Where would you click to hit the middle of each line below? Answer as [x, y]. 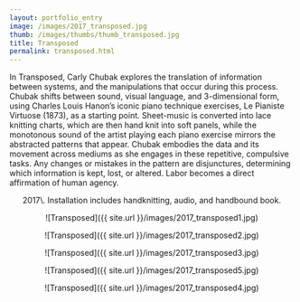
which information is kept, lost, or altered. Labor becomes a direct [132, 174]
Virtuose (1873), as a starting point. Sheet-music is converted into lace [141, 116]
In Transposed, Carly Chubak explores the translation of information [136, 77]
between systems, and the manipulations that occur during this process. [144, 87]
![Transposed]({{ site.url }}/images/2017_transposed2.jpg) [152, 235]
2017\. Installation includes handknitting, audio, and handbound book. [152, 201]
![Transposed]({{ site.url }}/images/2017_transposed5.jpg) [152, 270]
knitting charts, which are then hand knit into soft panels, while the [133, 125]
